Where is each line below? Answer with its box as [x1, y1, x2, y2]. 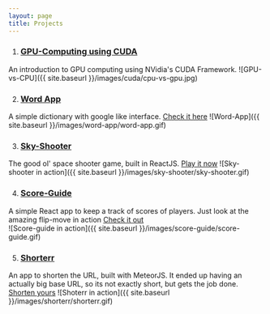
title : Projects [8, 19, 63, 28]
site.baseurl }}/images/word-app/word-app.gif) [8, 121, 166, 130]
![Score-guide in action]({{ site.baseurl [8, 223, 138, 233]
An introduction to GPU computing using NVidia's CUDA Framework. [8, 64, 238, 74]
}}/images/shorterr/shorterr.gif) [8, 296, 114, 306]
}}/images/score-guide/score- [139, 223, 241, 233]
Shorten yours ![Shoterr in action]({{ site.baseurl [8, 287, 170, 297]
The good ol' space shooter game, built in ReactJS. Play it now [8, 159, 218, 168]
